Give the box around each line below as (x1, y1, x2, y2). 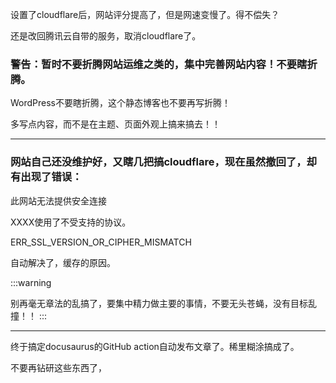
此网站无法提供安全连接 (10, 194, 107, 207)
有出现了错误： (10, 170, 83, 184)
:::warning (10, 276, 52, 288)
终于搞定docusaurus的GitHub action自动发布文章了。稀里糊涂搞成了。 (10, 340, 300, 352)
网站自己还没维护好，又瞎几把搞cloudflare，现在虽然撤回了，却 (10, 155, 318, 169)
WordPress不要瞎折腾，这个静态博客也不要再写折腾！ (10, 97, 232, 109)
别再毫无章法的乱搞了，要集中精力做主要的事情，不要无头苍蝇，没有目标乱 (10, 297, 317, 309)
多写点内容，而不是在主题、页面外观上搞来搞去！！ (10, 118, 221, 130)
